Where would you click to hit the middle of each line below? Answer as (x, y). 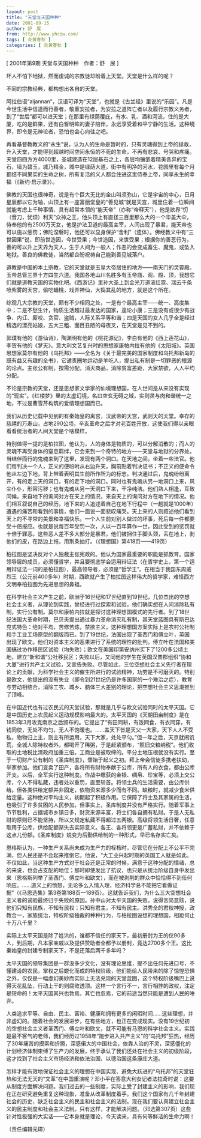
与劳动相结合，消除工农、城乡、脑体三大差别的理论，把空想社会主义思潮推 (98, 687)
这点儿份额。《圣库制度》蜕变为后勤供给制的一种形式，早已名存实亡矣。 (94, 835)
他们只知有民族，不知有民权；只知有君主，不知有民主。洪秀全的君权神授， (98, 907)
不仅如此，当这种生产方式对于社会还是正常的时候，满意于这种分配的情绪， (98, 862)
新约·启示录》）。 (38, 181)
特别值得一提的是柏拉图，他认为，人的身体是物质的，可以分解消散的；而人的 (100, 443)
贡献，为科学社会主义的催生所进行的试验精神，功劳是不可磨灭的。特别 (108, 672)
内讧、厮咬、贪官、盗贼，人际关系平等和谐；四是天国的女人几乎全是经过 (106, 317)
